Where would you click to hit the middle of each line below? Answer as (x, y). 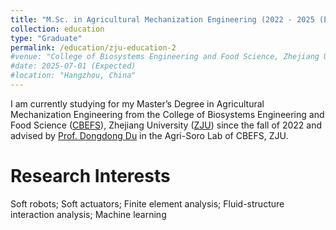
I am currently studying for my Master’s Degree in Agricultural (137, 103)
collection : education (57, 29)
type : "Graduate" (46, 38)
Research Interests (90, 176)
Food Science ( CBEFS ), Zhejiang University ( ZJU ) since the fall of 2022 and (166, 125)
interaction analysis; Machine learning (88, 214)
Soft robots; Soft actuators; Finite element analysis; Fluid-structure (147, 203)
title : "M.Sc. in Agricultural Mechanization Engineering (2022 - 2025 (162, 19)
